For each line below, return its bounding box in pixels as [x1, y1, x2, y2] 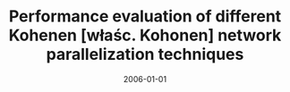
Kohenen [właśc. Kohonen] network [8, 25, 282, 46]
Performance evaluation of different [8, 6, 282, 27]
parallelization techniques [46, 45, 244, 64]
